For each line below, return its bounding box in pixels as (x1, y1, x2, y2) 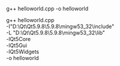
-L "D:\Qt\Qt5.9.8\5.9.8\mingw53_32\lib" (6, 29, 106, 36)
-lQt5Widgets (6, 48, 39, 55)
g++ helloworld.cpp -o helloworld (6, 5, 88, 12)
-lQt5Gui (6, 42, 27, 49)
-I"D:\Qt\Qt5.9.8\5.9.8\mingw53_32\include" (6, 23, 115, 30)
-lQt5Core (6, 36, 31, 42)
